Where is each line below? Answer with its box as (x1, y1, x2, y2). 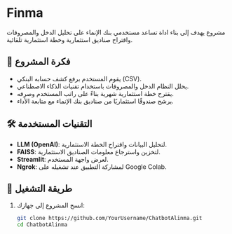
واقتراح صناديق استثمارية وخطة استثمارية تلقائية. (6, 35, 133, 43)
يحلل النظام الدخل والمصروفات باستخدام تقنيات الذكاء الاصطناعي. (16, 82, 189, 90)
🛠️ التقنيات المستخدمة (6, 118, 93, 130)
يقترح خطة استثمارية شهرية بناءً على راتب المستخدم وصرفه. (16, 89, 175, 97)
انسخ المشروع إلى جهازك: (16, 201, 86, 209)
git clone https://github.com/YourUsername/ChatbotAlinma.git (16, 215, 203, 222)
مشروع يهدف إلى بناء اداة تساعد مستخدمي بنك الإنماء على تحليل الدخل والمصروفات (6, 28, 226, 36)
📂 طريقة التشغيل (6, 182, 73, 194)
